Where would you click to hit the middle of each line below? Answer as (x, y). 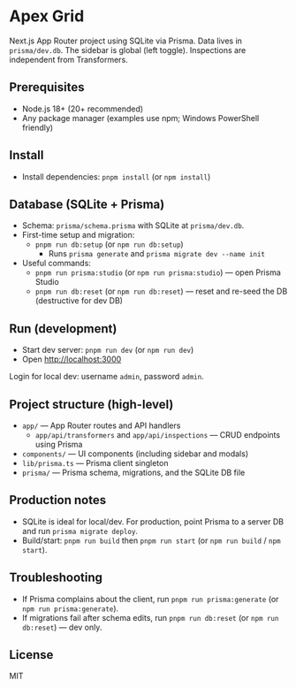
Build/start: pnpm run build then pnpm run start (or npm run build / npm (151, 540)
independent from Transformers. (68, 59)
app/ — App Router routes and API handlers (101, 425)
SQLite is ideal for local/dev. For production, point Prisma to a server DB (153, 521)
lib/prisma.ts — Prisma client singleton (95, 463)
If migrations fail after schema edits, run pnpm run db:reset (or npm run (150, 617)
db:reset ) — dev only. (62, 627)
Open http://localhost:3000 (72, 359)
